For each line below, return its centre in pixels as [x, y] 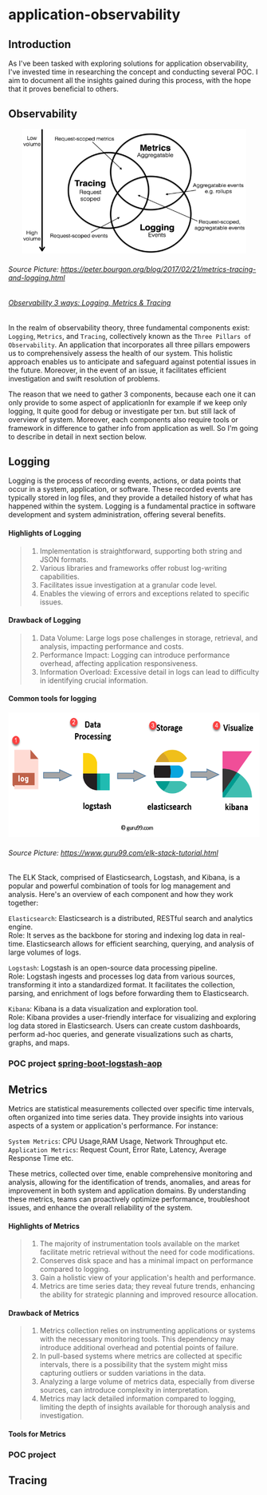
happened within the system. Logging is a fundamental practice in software [132, 506]
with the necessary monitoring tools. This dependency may [137, 1339]
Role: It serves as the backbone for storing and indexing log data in [118, 935]
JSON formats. [64, 559]
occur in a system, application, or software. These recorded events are [125, 489]
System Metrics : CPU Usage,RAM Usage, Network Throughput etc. [118, 1141]
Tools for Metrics [37, 1433]
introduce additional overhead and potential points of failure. [139, 1348]
